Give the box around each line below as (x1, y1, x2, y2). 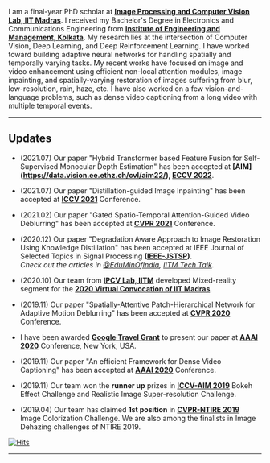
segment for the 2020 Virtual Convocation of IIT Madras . (19, 283, 213, 293)
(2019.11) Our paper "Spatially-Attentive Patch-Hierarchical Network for (19, 300, 256, 309)
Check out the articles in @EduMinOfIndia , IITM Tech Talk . (19, 259, 215, 269)
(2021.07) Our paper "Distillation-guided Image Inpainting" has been (19, 185, 246, 196)
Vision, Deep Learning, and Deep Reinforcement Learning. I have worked (8, 41, 250, 51)
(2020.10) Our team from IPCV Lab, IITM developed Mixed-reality (19, 275, 237, 285)
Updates (8, 132, 52, 146)
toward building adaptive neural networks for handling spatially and (8, 50, 231, 59)
